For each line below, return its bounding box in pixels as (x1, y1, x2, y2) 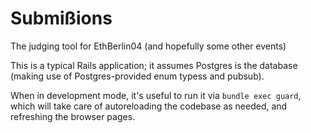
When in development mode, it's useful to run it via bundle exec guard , (10, 89, 302, 101)
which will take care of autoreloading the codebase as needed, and (10, 100, 288, 112)
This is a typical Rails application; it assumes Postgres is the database (10, 59, 298, 71)
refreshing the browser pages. (10, 110, 136, 122)
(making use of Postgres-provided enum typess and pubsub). (10, 70, 265, 82)
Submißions (10, 7, 113, 30)
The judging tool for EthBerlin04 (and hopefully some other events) (10, 40, 287, 52)
